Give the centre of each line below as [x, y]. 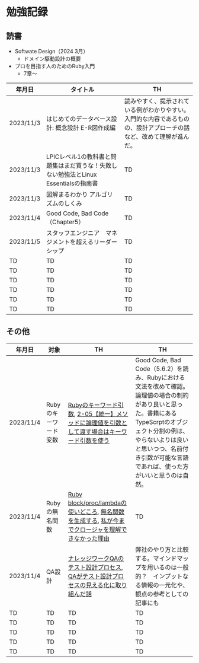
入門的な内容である [151, 119]
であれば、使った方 [162, 466]
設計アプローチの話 [163, 128]
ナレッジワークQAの [96, 558]
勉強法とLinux [78, 174]
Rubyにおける [166, 377]
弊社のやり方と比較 [162, 549]
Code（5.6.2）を [159, 368]
